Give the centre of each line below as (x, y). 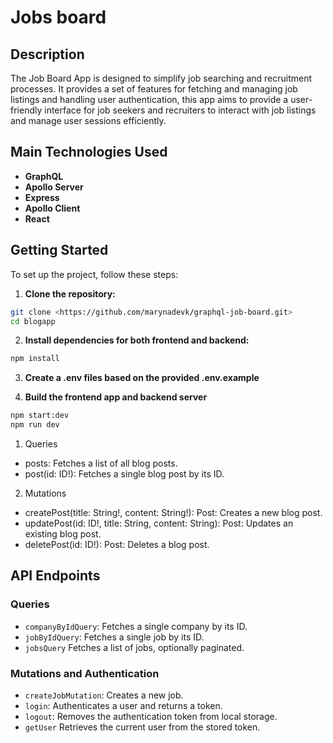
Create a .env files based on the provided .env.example (142, 378)
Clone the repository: (70, 293)
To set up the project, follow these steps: (94, 274)
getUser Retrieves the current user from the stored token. (142, 727)
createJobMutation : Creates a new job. (104, 695)
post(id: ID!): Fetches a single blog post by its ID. (124, 474)
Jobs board (58, 17)
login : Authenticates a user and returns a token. (123, 705)
